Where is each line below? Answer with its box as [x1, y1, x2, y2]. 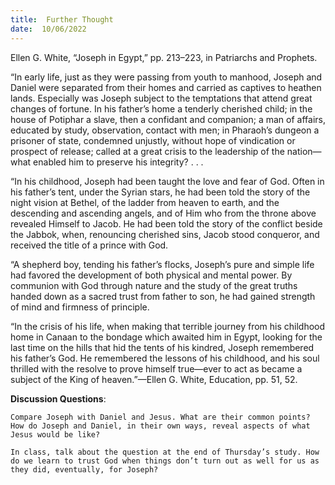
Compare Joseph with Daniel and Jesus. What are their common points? [10, 412, 311, 422]
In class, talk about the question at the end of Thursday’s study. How [10, 447, 320, 457]
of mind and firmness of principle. [10, 301, 150, 313]
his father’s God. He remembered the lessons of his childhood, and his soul [10, 352, 320, 364]
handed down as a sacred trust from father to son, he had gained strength [10, 290, 316, 302]
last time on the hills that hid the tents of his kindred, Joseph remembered [10, 341, 315, 353]
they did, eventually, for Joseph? [10, 464, 159, 475]
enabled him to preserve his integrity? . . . [33, 156, 204, 168]
